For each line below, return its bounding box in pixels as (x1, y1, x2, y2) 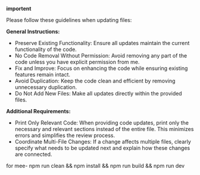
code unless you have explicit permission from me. (14, 59, 140, 65)
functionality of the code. (14, 46, 77, 53)
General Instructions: (6, 28, 60, 35)
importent (6, 5, 32, 12)
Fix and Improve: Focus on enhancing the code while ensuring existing (14, 65, 188, 72)
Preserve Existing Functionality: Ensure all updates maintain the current (14, 40, 190, 46)
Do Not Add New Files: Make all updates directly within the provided (14, 90, 183, 97)
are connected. (14, 151, 52, 158)
